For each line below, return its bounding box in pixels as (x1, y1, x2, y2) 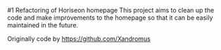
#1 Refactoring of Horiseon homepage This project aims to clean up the (7, 6, 215, 14)
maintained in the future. (7, 21, 79, 29)
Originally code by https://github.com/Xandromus (7, 35, 151, 43)
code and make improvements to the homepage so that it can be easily (7, 13, 213, 22)
